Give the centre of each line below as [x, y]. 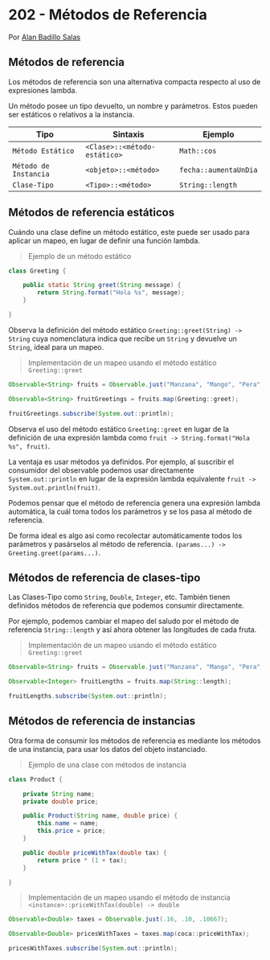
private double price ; [61, 802]
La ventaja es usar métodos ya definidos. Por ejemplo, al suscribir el [121, 462]
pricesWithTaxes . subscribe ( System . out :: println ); [93, 949]
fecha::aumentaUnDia [219, 170]
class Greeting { [37, 271]
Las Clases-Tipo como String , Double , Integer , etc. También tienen [119, 597]
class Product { [35, 779]
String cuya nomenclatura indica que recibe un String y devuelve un [123, 338]
